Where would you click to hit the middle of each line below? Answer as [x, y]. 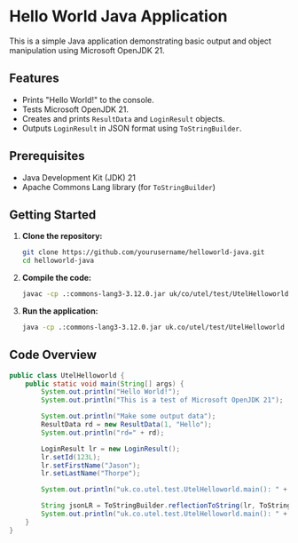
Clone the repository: [62, 236]
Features [34, 79]
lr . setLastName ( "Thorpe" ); [91, 474]
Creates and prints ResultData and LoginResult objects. [123, 118]
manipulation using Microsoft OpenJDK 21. [87, 50]
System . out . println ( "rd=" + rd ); [103, 433]
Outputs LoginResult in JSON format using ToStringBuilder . [132, 128]
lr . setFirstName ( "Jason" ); [91, 465]
